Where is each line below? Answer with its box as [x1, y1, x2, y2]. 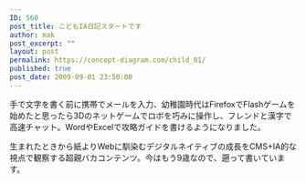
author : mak [9, 30, 55, 39]
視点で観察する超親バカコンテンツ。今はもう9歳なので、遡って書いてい [9, 152, 278, 163]
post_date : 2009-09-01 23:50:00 [9, 73, 132, 82]
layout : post [9, 47, 59, 56]
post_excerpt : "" [9, 38, 76, 48]
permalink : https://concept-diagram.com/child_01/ [9, 56, 206, 65]
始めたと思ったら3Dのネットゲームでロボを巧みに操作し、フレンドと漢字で [9, 110, 292, 121]
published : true [9, 65, 71, 74]
